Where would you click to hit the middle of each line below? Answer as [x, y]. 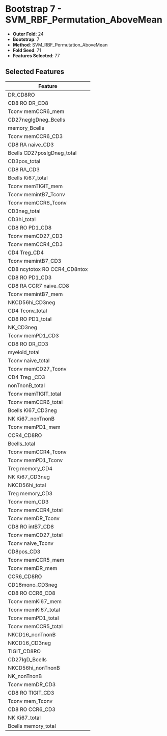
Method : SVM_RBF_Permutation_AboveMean [60, 44]
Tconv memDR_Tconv [34, 518]
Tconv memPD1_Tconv [35, 460]
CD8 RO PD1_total [30, 319]
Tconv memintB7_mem [35, 294]
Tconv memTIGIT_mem [35, 186]
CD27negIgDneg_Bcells [36, 120]
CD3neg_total [24, 211]
